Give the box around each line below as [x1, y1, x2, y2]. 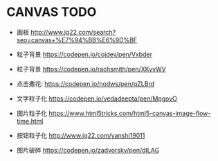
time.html [16, 117, 44, 125]
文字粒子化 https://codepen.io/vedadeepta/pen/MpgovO [16, 94, 178, 103]
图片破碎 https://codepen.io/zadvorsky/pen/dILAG [16, 146, 160, 154]
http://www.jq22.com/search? [30, 28, 116, 36]
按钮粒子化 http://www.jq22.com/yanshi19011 [16, 131, 145, 139]
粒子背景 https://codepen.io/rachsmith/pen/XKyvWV [16, 65, 167, 73]
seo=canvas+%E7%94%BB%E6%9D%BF [16, 35, 138, 44]
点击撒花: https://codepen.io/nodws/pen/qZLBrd [16, 79, 155, 87]
